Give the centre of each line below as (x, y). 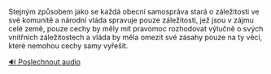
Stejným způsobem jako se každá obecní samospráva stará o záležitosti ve (134, 12)
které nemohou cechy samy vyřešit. (68, 46)
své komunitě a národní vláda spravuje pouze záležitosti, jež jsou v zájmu (131, 20)
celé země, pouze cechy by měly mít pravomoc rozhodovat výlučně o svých (136, 29)
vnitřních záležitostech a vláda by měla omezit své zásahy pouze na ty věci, (135, 37)
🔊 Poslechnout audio (45, 62)
